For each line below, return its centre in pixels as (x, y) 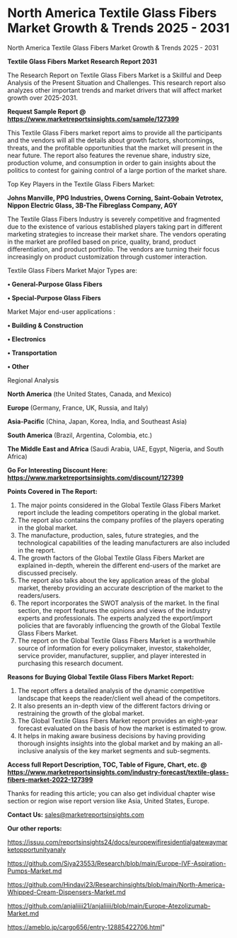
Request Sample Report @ (47, 111)
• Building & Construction (45, 325)
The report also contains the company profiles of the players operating (121, 520)
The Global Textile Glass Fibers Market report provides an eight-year (117, 721)
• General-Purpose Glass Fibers (55, 284)
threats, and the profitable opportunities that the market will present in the (115, 147)
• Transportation (32, 353)
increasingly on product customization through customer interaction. (107, 256)
